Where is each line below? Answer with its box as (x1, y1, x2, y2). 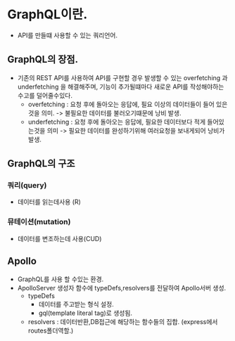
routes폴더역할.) (27, 326, 74, 335)
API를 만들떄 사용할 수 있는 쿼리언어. (17, 31, 118, 39)
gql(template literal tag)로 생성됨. (38, 309, 132, 317)
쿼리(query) (7, 181, 47, 191)
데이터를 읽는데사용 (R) (17, 198, 81, 206)
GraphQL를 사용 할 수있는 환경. (17, 275, 104, 283)
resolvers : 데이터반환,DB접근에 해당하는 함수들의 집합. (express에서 (27, 317, 218, 326)
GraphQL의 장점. (7, 53, 79, 65)
